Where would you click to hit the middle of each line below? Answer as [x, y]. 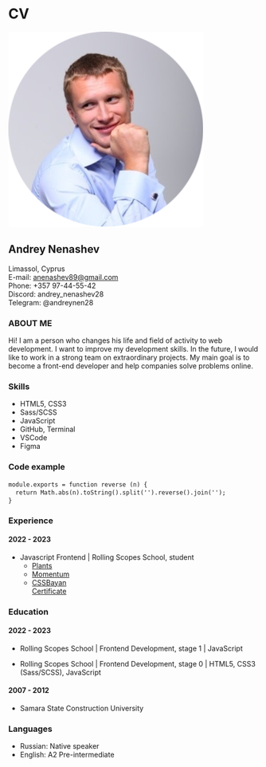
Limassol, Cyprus [37, 269]
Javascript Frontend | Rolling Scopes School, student [107, 557]
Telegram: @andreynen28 [51, 302]
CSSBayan [49, 582]
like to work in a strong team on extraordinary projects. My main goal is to [129, 358]
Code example [37, 467]
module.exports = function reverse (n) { [78, 484]
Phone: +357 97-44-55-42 [52, 285]
